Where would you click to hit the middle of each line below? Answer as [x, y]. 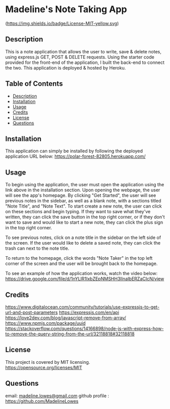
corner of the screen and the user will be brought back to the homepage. [81, 264]
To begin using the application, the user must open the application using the [85, 185]
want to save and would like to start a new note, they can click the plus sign [84, 222]
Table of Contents [34, 84]
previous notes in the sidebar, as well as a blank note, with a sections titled [83, 201]
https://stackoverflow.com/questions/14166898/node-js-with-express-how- [84, 329]
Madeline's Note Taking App [66, 9]
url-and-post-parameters [32, 312]
